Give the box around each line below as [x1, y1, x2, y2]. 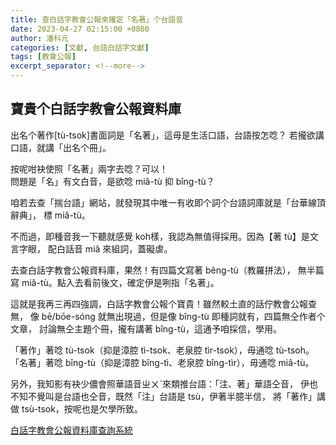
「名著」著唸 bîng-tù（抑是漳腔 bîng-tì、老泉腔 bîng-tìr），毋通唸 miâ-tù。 [10, 356, 315, 368]
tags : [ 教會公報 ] [10, 52, 77, 62]
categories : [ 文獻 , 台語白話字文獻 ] [10, 42, 150, 53]
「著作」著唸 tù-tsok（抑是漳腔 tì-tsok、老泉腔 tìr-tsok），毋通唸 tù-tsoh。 [10, 344, 315, 356]
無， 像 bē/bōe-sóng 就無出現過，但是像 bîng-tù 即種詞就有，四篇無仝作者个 [10, 310, 326, 322]
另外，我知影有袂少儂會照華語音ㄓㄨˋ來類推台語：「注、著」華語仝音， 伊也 [10, 377, 318, 390]
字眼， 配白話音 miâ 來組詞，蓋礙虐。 [18, 242, 173, 255]
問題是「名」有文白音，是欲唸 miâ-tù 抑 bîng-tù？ [10, 175, 215, 187]
